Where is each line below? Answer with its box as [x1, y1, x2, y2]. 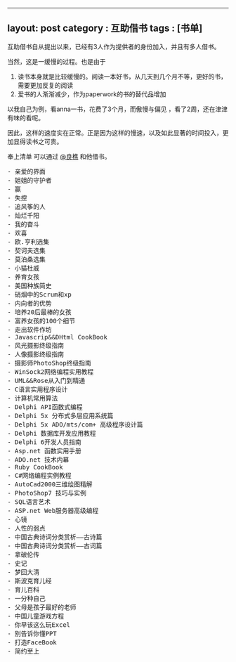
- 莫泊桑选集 [7, 255, 46, 264]
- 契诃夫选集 [7, 247, 46, 254]
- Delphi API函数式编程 [7, 403, 83, 411]
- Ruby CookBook [7, 463, 63, 471]
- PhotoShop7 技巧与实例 [7, 489, 86, 497]
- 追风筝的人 [7, 202, 46, 211]
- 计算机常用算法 [7, 394, 58, 402]
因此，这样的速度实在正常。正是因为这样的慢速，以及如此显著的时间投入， [7, 128, 223, 137]
